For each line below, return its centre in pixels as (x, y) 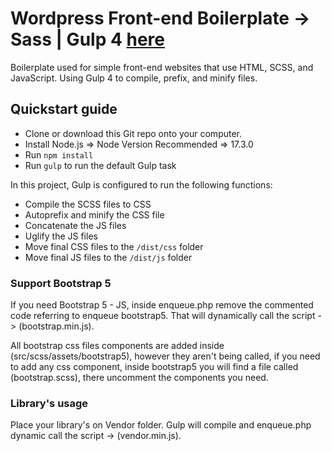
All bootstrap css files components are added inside (117, 346)
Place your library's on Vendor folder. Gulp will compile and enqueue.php (161, 425)
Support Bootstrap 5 (61, 283)
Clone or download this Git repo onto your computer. (133, 133)
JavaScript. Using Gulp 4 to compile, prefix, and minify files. (134, 78)
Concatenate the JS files (75, 225)
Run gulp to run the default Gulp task (100, 165)
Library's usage (49, 403)
